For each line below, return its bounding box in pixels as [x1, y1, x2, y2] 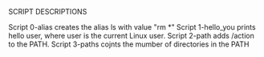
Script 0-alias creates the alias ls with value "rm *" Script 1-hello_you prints [8, 22, 256, 31]
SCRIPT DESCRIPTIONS [8, 7, 87, 16]
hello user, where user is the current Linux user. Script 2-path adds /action [8, 31, 254, 40]
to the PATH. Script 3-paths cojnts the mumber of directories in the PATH [8, 39, 250, 49]
